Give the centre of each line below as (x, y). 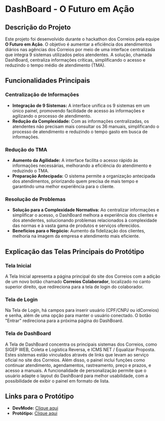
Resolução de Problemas (35, 199)
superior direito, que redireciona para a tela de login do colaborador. (74, 287)
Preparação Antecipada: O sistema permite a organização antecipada (84, 176)
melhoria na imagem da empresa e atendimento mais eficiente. (76, 236)
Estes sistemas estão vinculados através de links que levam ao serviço (77, 355)
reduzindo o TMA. (31, 170)
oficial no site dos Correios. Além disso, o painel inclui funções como (75, 360)
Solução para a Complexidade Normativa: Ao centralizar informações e (85, 210)
